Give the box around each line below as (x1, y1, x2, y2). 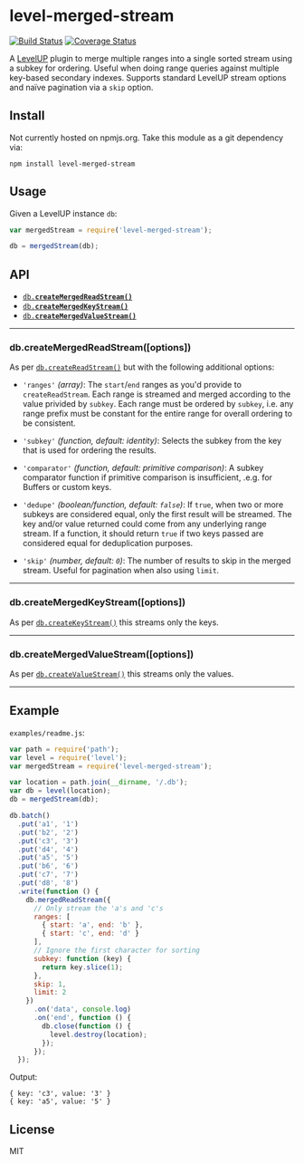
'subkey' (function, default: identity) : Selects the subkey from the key (22, 436, 282, 447)
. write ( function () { (17, 887, 100, 896)
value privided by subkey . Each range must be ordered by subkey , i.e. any (22, 399, 294, 409)
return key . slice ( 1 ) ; (42, 962, 124, 972)
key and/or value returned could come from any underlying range (22, 518, 267, 530)
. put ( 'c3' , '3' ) (17, 836, 79, 845)
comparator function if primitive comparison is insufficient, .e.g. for (22, 472, 273, 483)
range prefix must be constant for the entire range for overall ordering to (22, 409, 292, 419)
